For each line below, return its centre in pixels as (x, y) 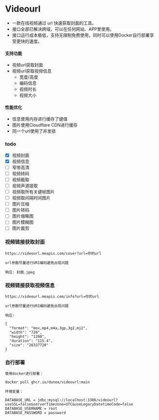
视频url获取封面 (27, 65)
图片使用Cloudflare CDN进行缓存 (45, 125)
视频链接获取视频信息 (30, 285)
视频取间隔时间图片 (31, 198)
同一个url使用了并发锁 (34, 131)
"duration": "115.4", (31, 341)
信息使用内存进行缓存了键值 (40, 119)
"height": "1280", (28, 337)
